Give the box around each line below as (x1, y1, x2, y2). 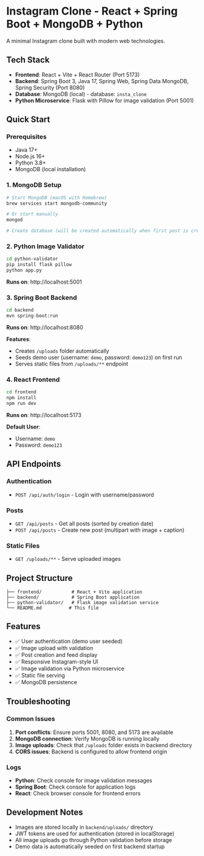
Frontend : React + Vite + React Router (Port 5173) (15, 71, 140, 78)
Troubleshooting (6, 696, 71, 707)
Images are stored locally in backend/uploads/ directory (15, 823, 154, 831)
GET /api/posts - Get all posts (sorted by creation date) (15, 520, 154, 527)
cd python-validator (6, 256, 59, 262)
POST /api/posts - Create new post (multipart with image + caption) (15, 526, 185, 534)
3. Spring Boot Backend (6, 293, 77, 302)
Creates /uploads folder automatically (15, 347, 109, 355)
